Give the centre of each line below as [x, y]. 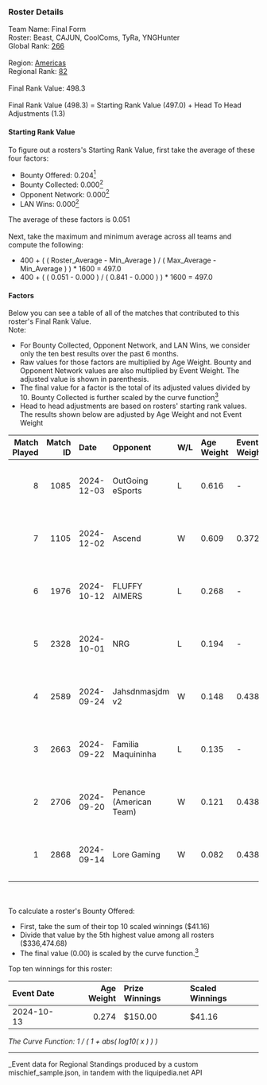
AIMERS [128, 596]
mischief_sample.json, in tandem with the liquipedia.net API [105, 1072]
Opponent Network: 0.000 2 [64, 193]
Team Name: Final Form [47, 29]
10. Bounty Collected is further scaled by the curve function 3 [119, 397]
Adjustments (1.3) [37, 114]
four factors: [29, 158]
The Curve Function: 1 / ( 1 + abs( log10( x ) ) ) [83, 1041]
